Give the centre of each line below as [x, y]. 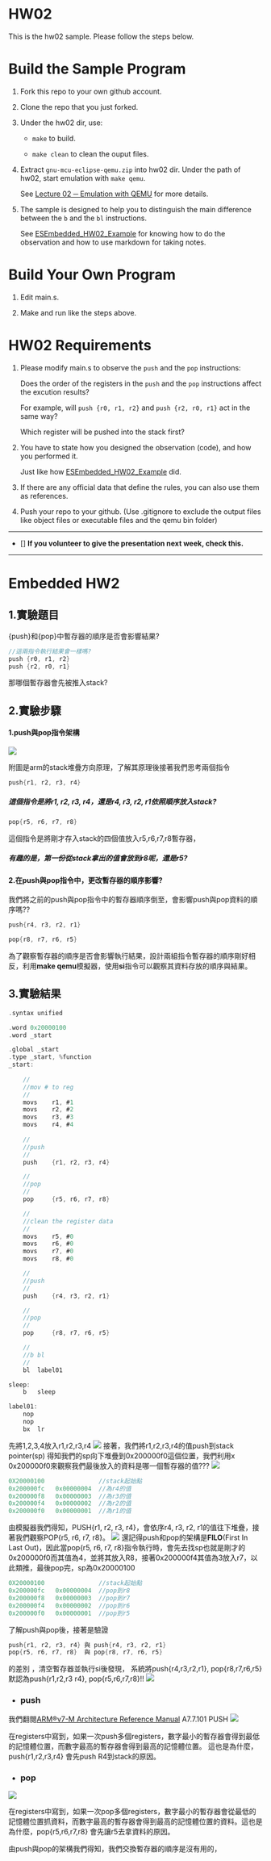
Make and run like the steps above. [78, 312]
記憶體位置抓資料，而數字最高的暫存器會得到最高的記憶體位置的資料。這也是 [135, 1821]
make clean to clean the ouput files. [90, 153]
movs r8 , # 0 [48, 1259]
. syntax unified [35, 1013]
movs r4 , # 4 [48, 1125]
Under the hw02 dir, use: [61, 123]
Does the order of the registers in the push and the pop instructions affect [141, 383]
